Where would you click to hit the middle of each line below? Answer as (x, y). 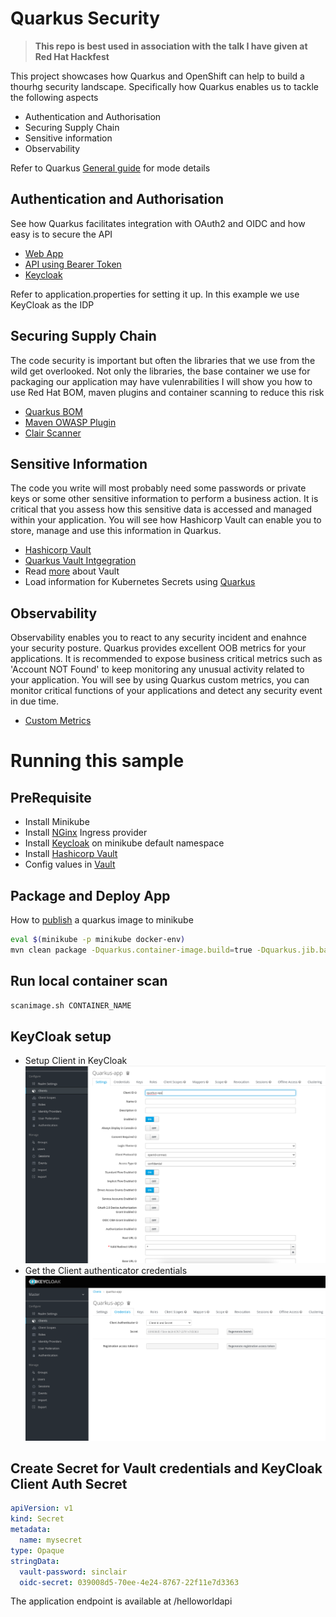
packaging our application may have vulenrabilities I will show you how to (161, 381)
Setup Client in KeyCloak (76, 1061)
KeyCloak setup (61, 1036)
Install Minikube (57, 822)
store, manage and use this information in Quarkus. (116, 531)
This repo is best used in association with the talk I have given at (171, 46)
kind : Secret (37, 1519)
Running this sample (97, 761)
